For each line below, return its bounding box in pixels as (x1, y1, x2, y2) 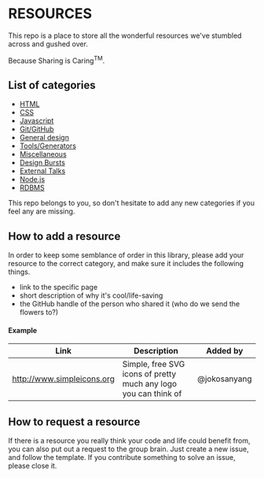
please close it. (8, 461, 57, 471)
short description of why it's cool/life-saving (19, 291, 163, 300)
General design (19, 133, 69, 143)
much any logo (122, 379, 178, 390)
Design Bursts (19, 158, 65, 168)
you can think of (122, 388, 182, 399)
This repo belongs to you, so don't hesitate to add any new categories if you (8, 198, 255, 208)
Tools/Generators (19, 141, 77, 150)
